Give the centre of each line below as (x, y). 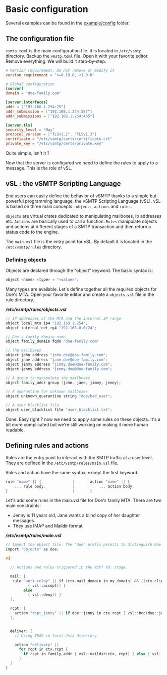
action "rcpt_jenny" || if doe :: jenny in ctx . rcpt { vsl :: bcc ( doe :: (87, 613)
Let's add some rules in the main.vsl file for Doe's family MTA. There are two (83, 500)
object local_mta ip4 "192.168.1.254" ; (47, 323)
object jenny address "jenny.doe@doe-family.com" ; (59, 369)
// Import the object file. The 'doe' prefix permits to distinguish (79, 545)
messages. (24, 521)
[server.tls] (19, 125)
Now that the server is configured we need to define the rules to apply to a (82, 163)
